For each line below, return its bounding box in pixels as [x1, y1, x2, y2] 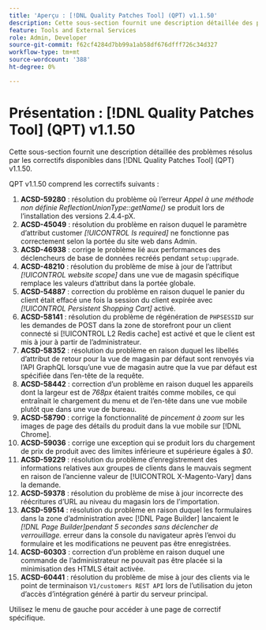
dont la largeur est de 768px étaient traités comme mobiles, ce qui [20, 387, 236, 397]
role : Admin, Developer [9, 33, 88, 42]
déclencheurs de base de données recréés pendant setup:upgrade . [20, 253, 239, 262]
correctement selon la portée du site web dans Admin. [20, 236, 197, 246]
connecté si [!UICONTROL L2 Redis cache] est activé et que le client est [20, 329, 256, 338]
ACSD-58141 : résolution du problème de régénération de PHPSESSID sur [20, 311, 254, 321]
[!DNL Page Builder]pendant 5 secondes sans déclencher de [20, 522, 219, 531]
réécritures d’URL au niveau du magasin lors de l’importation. [20, 496, 220, 506]
